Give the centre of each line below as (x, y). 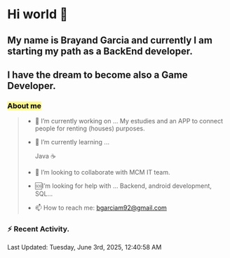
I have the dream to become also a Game (97, 75)
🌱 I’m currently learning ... (72, 142)
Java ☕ (45, 156)
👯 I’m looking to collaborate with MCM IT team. (102, 172)
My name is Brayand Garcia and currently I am (110, 40)
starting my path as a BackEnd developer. (100, 51)
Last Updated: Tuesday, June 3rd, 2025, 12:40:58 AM (84, 247)
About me (25, 106)
